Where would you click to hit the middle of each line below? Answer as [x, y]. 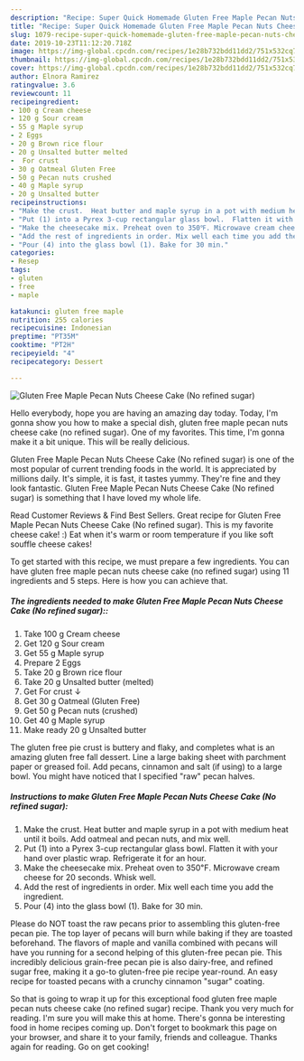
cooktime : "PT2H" [43, 345]
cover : [23, 69]
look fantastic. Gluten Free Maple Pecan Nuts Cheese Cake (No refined [142, 488]
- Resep [25, 262]
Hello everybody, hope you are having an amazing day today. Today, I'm [144, 413]
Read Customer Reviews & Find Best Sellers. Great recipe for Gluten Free [146, 515]
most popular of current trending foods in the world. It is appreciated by [143, 469]
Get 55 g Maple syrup [64, 653]
